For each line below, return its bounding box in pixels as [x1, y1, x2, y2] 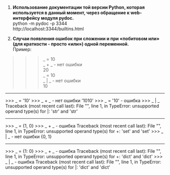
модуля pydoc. [40, 15, 74, 21]
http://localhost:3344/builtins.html [12, 26, 84, 32]
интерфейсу [12, 15, 40, 21]
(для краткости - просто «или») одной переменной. [12, 41, 129, 47]
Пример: [12, 47, 32, 52]
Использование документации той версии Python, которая [12, 5, 145, 10]
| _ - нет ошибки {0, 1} [5, 134, 52, 140]
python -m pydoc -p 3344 [12, 20, 67, 26]
